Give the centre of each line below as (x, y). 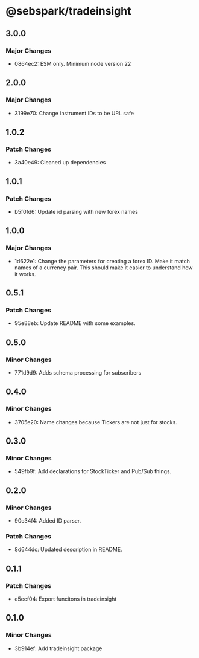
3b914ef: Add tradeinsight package (58, 648)
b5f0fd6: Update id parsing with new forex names (76, 211)
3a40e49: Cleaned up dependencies (60, 163)
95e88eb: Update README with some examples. (75, 323)
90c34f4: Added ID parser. (48, 521)
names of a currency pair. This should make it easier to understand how (104, 268)
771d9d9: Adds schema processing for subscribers (78, 373)
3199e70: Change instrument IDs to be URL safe (74, 113)
